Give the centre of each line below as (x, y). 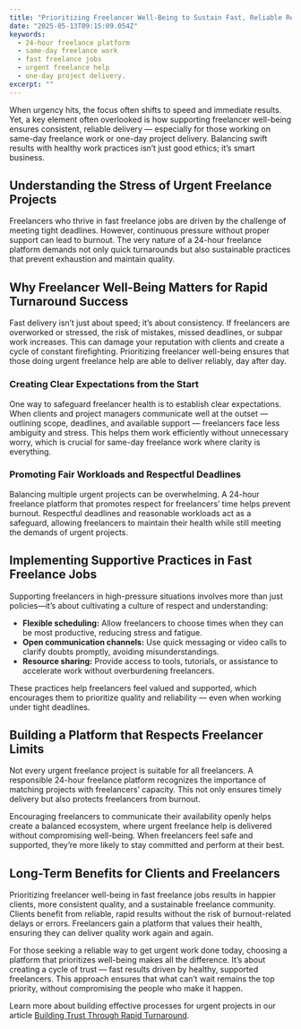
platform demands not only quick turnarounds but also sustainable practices (150, 250)
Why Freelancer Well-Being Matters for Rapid (139, 287)
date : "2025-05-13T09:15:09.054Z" (74, 26)
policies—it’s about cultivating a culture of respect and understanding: (139, 605)
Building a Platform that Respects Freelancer (137, 735)
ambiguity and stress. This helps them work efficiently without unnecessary (149, 432)
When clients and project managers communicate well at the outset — (139, 413)
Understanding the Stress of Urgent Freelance (141, 186)
